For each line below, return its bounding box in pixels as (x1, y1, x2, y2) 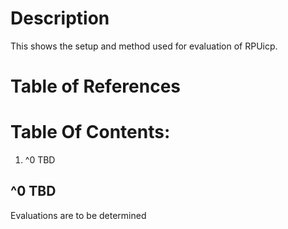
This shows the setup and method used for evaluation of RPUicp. (10, 40, 278, 52)
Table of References (10, 75, 182, 98)
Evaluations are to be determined (10, 209, 147, 221)
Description (10, 7, 110, 30)
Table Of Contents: (10, 121, 171, 144)
